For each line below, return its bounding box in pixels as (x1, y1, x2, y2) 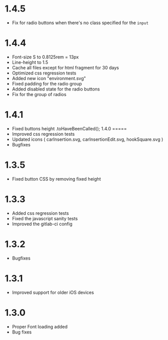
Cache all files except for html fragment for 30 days (12, 64, 119, 70)
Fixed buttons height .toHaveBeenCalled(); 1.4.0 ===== (12, 125, 127, 131)
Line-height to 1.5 (12, 59, 48, 65)
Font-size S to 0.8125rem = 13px (12, 54, 79, 60)
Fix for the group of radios (12, 91, 66, 97)
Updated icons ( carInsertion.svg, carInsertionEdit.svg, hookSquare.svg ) (12, 136, 163, 142)
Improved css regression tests (12, 131, 75, 137)
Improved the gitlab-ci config (12, 221, 72, 227)
